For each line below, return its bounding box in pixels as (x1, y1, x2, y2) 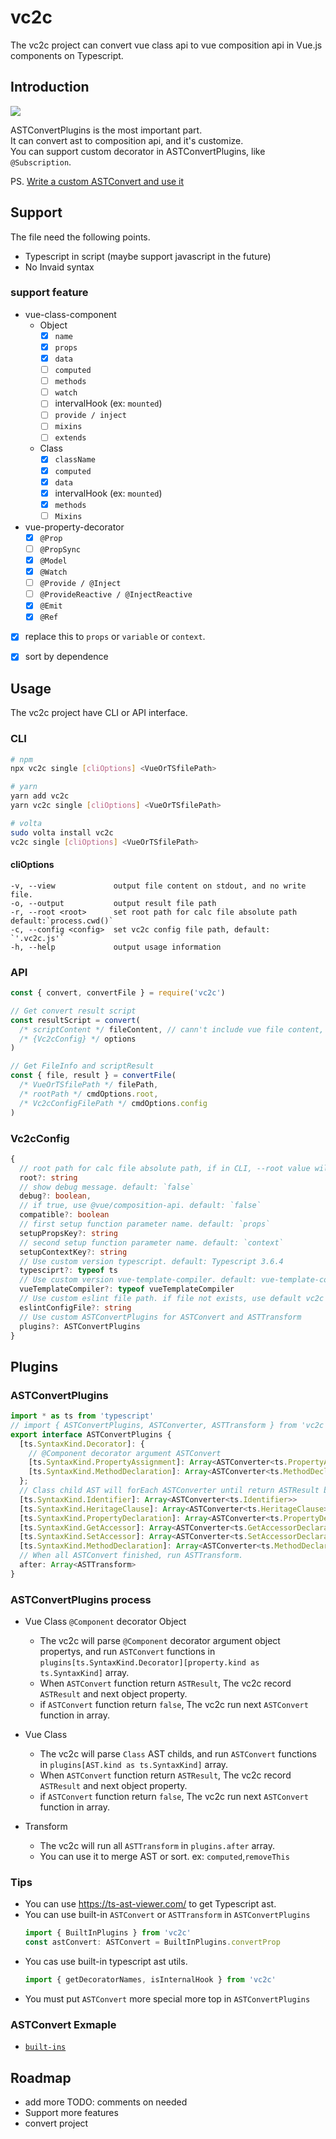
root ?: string (19, 1172, 78, 1183)
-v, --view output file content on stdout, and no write (10, 881, 307, 891)
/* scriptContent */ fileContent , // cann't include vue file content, (19, 1024, 325, 1035)
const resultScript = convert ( (10, 1015, 141, 1025)
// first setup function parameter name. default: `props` (19, 1219, 271, 1230)
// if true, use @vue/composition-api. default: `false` (19, 1201, 262, 1211)
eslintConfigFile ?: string (19, 1302, 132, 1313)
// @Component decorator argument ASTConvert (28, 1448, 222, 1458)
